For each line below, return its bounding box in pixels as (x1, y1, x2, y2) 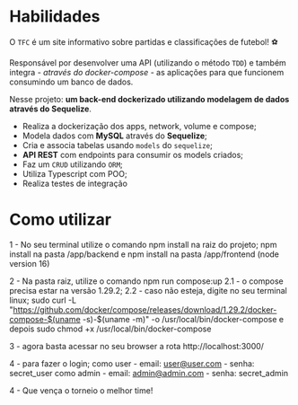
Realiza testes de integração (22, 178, 128, 189)
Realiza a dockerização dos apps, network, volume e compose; (22, 120, 258, 131)
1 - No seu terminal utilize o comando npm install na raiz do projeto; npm (9, 239, 277, 250)
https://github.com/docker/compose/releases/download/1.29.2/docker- (13, 304, 277, 315)
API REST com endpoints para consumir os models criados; (22, 149, 244, 160)
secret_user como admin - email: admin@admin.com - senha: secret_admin (9, 367, 289, 378)
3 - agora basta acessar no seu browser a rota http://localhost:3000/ (9, 340, 265, 351)
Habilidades (9, 6, 101, 27)
